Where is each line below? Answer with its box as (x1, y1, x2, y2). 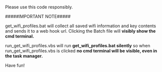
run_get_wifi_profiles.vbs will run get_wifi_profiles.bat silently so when (5, 43, 151, 48)
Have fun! (5, 63, 25, 68)
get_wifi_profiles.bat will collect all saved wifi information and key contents (5, 23, 156, 29)
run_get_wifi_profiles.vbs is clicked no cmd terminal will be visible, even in (5, 48, 158, 54)
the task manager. (5, 53, 43, 59)
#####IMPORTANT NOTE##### (5, 14, 71, 19)
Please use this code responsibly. (5, 4, 73, 10)
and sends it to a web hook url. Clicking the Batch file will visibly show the (5, 28, 156, 34)
